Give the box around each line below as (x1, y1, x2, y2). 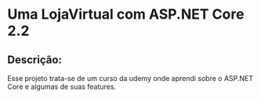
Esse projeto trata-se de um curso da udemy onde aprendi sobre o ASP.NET (7, 74, 254, 83)
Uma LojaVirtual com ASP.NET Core (7, 5, 245, 23)
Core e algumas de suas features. (7, 82, 117, 91)
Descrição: (7, 53, 62, 66)
